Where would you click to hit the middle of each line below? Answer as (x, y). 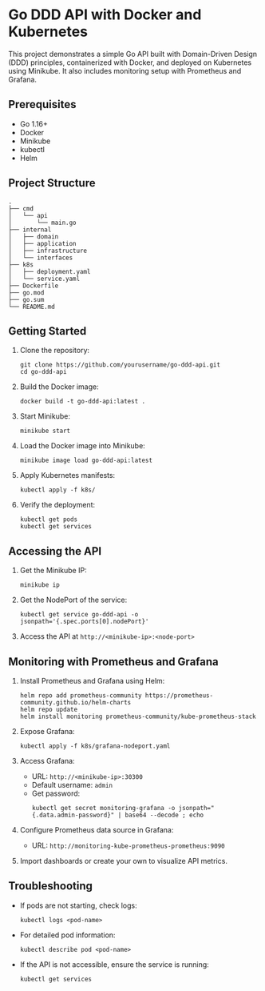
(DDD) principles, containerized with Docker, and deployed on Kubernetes (130, 62)
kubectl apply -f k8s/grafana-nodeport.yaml (95, 746)
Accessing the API (55, 551)
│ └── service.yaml (44, 279)
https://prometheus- (179, 696)
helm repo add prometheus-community (81, 696)
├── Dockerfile (34, 286)
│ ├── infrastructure (48, 251)
